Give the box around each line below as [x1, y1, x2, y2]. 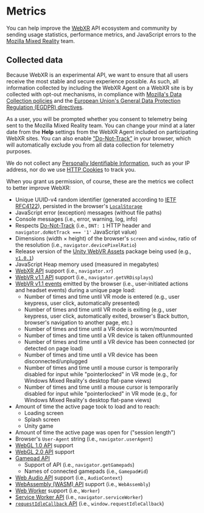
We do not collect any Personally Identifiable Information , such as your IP [6, 159, 190, 167]
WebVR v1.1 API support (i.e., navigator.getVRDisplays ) [15, 273, 153, 281]
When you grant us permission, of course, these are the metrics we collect [6, 178, 194, 185]
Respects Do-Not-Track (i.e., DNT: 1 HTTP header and [15, 222, 151, 229]
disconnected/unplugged [24, 357, 88, 365]
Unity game [24, 422, 54, 430]
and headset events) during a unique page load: [15, 286, 136, 293]
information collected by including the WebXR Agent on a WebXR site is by [6, 84, 194, 91]
